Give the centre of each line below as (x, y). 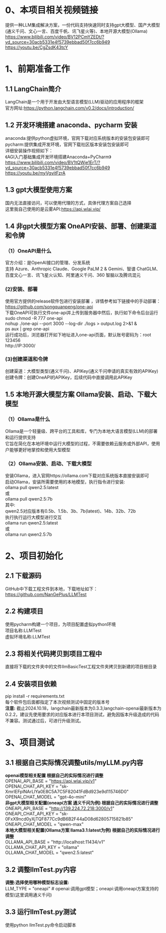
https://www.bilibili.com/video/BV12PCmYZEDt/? (55, 37)
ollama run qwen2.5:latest (32, 522)
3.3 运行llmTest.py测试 (41, 912)
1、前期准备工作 (38, 69)
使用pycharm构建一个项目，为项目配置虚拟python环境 (60, 624)
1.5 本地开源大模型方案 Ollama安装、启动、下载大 (81, 394)
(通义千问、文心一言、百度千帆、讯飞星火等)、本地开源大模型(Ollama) (76, 31)
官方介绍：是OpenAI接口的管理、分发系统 (48, 263)
